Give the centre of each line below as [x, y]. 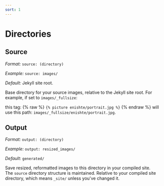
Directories [28, 34]
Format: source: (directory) [35, 64]
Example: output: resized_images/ [40, 149]
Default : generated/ [25, 159]
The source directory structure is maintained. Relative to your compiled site [81, 173]
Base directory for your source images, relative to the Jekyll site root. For [79, 92]
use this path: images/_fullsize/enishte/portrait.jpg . [60, 112]
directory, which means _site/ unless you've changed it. [62, 178]
